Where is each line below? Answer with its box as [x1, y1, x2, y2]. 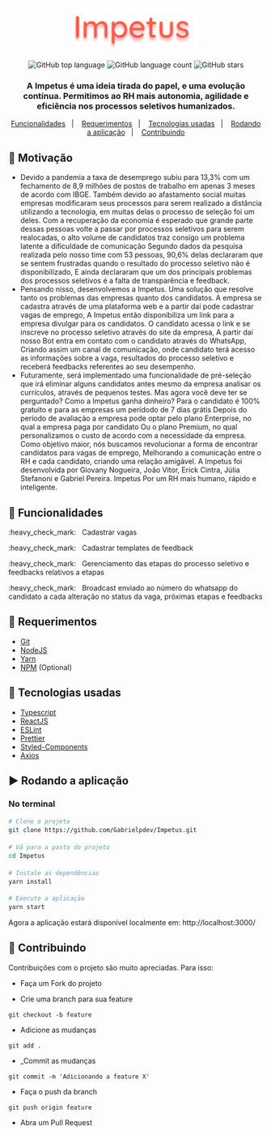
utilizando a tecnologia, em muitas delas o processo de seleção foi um [19, 207, 255, 217]
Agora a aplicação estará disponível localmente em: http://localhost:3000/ [8, 918, 256, 927]
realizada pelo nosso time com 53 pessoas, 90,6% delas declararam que [19, 250, 264, 260]
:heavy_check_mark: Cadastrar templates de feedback [8, 543, 194, 553]
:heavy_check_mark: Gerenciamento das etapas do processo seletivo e [8, 559, 249, 569]
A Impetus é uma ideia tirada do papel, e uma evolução [27, 80, 245, 92]
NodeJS [19, 645, 48, 655]
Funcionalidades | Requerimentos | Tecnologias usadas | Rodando [11, 119, 261, 129]
